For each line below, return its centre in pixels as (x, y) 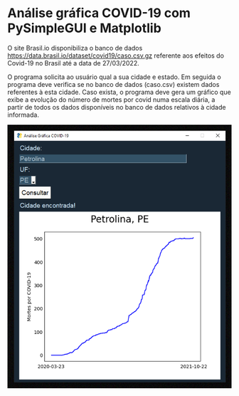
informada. (23, 115)
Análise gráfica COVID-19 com (99, 13)
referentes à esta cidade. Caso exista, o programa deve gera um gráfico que (119, 92)
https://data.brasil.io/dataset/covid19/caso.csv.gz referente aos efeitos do (116, 56)
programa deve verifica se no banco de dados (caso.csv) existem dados (113, 84)
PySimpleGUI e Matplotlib (84, 28)
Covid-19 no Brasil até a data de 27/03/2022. (74, 63)
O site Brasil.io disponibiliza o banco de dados (75, 48)
